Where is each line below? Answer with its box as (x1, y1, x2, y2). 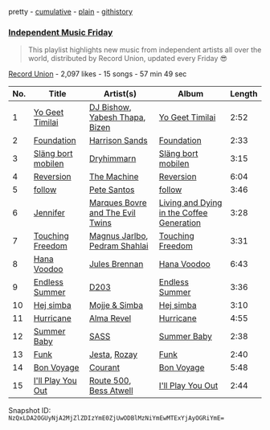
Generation (158, 217, 202, 228)
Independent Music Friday (8, 27, 113, 38)
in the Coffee (158, 207, 208, 219)
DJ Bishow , (88, 102, 132, 113)
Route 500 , (88, 375, 132, 387)
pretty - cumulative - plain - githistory (8, 7, 133, 16)
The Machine (88, 171, 139, 182)
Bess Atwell (88, 385, 133, 396)
